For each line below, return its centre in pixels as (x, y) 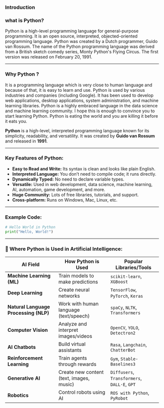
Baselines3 (123, 364)
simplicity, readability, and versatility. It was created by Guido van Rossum (80, 136)
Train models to (76, 276)
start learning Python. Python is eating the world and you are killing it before (82, 116)
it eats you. (16, 121)
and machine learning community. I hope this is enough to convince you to (80, 111)
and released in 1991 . (26, 141)
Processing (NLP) (28, 313)
